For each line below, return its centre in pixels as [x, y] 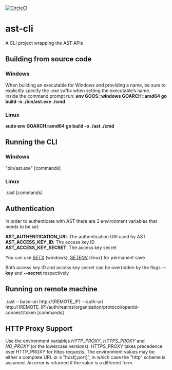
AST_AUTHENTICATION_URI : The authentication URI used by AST [76, 236]
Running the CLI [31, 142]
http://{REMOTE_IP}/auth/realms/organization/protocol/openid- [72, 307]
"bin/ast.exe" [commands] [33, 168]
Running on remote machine [51, 289]
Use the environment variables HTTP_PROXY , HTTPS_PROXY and [75, 341]
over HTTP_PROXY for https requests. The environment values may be [80, 352]
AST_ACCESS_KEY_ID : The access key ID [50, 242]
